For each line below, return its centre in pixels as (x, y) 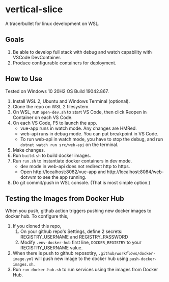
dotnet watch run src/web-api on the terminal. (69, 145)
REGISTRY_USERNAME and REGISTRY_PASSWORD (74, 237)
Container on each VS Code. (43, 117)
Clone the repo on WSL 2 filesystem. (51, 106)
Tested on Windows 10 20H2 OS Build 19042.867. (57, 91)
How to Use (24, 79)
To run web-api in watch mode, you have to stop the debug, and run (92, 139)
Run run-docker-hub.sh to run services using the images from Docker (85, 270)
